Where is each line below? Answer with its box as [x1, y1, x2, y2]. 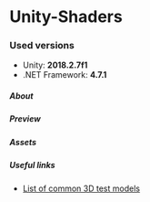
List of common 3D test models [22, 183, 141, 194]
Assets [9, 136, 37, 147]
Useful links [9, 160, 56, 171]
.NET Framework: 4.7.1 [22, 69, 107, 80]
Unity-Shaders [9, 6, 123, 27]
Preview [9, 113, 41, 124]
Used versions [9, 39, 75, 52]
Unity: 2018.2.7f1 [22, 59, 88, 70]
